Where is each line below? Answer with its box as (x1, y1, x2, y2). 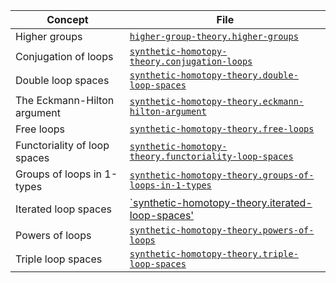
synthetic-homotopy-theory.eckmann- (129, 96, 305, 107)
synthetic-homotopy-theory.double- (129, 70, 299, 81)
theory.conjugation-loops (129, 56, 253, 67)
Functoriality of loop (15, 139, 110, 152)
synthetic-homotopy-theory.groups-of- (129, 170, 315, 181)
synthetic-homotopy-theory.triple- (129, 249, 299, 259)
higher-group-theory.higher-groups (129, 31, 299, 42)
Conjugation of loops (15, 50, 114, 63)
